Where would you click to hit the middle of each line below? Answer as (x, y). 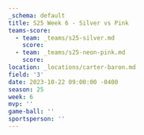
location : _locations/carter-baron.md (72, 67)
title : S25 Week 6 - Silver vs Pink (68, 23)
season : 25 (26, 89)
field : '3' (26, 75)
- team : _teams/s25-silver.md (65, 38)
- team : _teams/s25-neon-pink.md (70, 52)
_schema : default (37, 15)
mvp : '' (21, 104)
